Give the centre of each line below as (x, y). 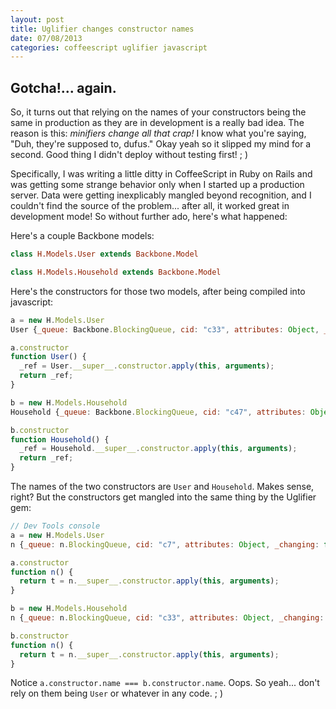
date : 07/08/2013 (46, 38)
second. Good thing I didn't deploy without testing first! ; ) (129, 155)
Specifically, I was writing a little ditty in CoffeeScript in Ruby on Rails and (161, 174)
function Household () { (60, 439)
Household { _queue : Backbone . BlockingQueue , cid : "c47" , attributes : (158, 412)
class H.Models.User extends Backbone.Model (104, 254)
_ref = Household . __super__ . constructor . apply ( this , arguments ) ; (158, 449)
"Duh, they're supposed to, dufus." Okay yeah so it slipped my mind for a (161, 144)
